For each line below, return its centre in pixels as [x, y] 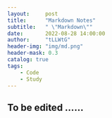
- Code [30, 72]
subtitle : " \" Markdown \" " [50, 27]
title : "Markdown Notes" [52, 20]
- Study [31, 79]
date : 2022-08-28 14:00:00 [56, 33]
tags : [15, 66]
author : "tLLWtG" [39, 40]
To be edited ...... [45, 107]
